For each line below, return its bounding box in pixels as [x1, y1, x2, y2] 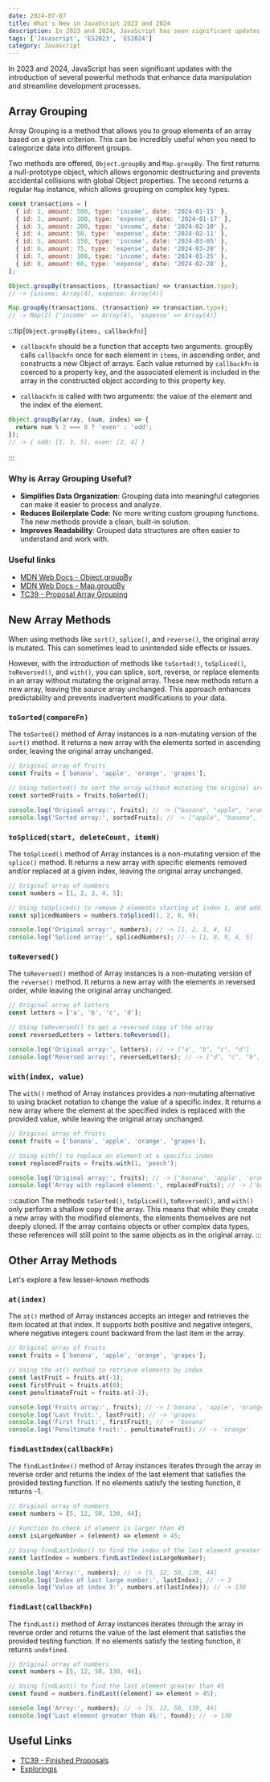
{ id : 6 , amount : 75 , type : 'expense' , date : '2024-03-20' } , [15, 245, 228, 253]
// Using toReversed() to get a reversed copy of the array [8, 1023, 215, 1032]
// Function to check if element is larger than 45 [8, 1525, 185, 1533]
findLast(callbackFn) [8, 1602, 93, 1612]
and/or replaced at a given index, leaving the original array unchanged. [8, 866, 243, 876]
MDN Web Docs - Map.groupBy [19, 581, 125, 591]
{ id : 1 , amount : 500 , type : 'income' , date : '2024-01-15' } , [15, 207, 228, 215]
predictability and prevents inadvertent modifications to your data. [8, 693, 227, 702]
